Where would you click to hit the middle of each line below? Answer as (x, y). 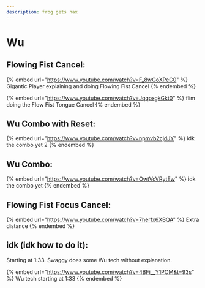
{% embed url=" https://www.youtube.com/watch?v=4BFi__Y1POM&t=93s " (100, 272)
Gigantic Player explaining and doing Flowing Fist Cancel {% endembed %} (101, 86)
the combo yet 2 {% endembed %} (50, 145)
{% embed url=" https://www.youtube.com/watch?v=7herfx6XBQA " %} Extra (103, 220)
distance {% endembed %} (41, 226)
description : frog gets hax (42, 12)
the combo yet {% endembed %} (48, 186)
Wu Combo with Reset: (51, 124)
